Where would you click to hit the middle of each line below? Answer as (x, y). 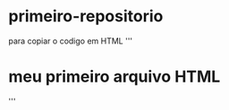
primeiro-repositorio (86, 16)
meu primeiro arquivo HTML (114, 77)
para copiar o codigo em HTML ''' (71, 41)
